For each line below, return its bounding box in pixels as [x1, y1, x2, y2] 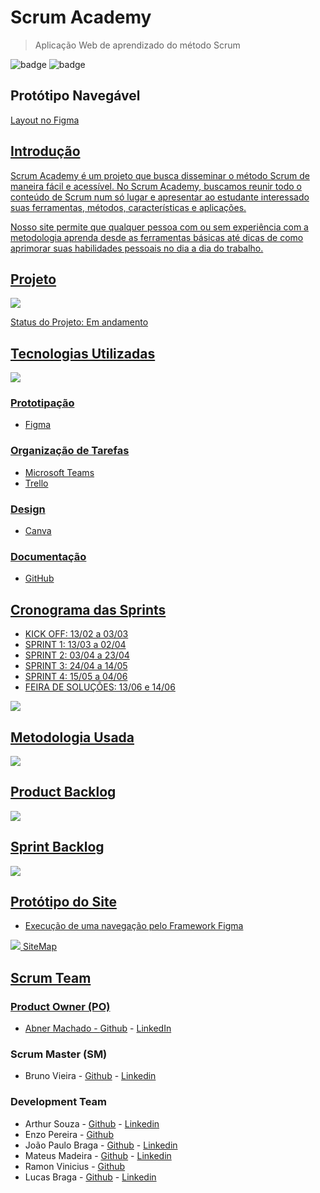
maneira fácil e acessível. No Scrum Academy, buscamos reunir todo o [10, 180, 302, 192]
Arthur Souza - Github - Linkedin [24, 1117, 160, 1130]
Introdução [10, 143, 81, 160]
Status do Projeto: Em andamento [10, 316, 149, 328]
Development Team [10, 1095, 107, 1109]
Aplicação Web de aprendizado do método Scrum [34, 39, 241, 51]
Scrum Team [10, 969, 92, 986]
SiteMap [22, 941, 57, 953]
